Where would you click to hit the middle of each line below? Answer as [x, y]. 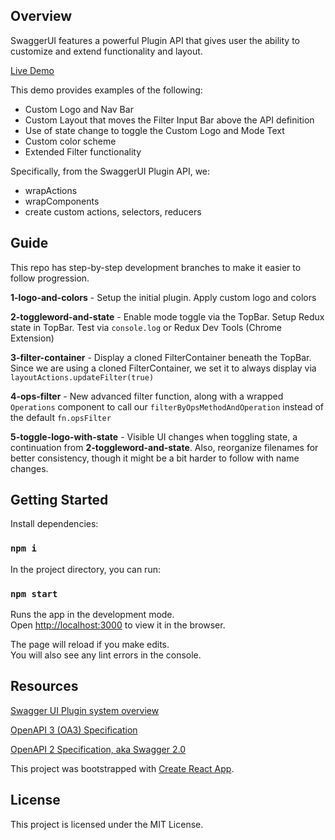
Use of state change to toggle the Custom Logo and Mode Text [154, 130]
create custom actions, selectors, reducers [113, 211]
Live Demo [32, 70]
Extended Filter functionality [83, 151]
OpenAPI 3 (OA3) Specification [74, 730]
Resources [44, 686]
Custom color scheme [70, 141]
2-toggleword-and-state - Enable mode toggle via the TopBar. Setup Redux [167, 316]
